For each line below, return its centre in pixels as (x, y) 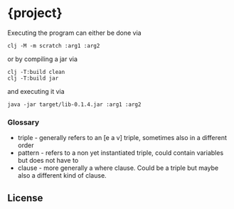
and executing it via (36, 91)
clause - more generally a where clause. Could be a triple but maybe (118, 168)
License (25, 198)
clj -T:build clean (36, 72)
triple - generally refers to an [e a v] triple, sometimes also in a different (122, 138)
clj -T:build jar (33, 78)
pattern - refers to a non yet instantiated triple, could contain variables (121, 153)
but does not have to (48, 161)
